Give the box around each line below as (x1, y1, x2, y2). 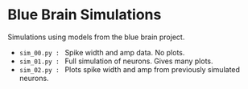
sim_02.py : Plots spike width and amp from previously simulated (19, 64, 241, 74)
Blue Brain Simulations (7, 6, 162, 24)
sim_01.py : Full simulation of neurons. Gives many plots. (19, 56, 214, 66)
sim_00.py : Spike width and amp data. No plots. (19, 47, 185, 57)
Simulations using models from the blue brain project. (7, 32, 185, 42)
